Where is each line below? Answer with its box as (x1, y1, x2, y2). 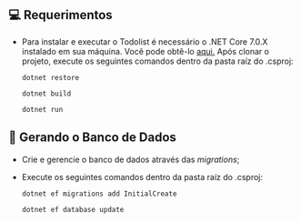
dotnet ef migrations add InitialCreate (21, 189, 177, 198)
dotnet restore (21, 73, 80, 82)
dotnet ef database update (21, 205, 125, 214)
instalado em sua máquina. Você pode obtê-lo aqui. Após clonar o (21, 45, 270, 56)
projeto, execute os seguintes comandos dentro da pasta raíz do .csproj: (21, 55, 294, 66)
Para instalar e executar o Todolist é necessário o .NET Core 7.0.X (21, 35, 268, 47)
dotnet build (21, 89, 72, 98)
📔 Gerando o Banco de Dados (8, 130, 176, 146)
